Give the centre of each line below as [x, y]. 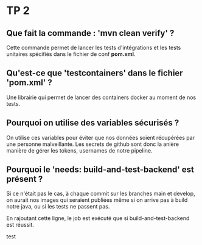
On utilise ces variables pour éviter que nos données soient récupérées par [101, 137]
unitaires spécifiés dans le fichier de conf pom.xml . [71, 54]
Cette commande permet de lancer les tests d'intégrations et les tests [94, 47]
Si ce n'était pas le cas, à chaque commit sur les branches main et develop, [101, 194]
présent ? [25, 179]
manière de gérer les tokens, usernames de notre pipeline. [80, 150]
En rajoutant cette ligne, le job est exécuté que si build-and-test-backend [98, 218]
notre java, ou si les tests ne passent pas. [58, 207]
